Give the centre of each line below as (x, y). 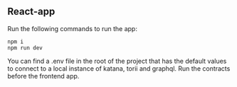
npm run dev (25, 48)
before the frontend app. (43, 76)
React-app (31, 12)
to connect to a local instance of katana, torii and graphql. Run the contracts (119, 68)
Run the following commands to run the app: (72, 28)
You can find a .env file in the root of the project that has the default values (117, 61)
